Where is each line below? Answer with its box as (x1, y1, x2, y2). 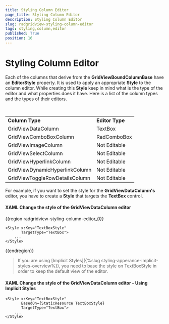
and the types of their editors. (5, 96, 67, 102)
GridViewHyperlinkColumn (8, 158, 71, 165)
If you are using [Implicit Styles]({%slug (17, 258, 100, 264)
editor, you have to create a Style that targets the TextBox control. (5, 193, 143, 199)
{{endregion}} (5, 248, 34, 254)
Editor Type (96, 117, 125, 124)
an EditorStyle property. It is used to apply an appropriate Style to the (5, 79, 151, 86)
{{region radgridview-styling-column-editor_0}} (5, 216, 104, 222)
